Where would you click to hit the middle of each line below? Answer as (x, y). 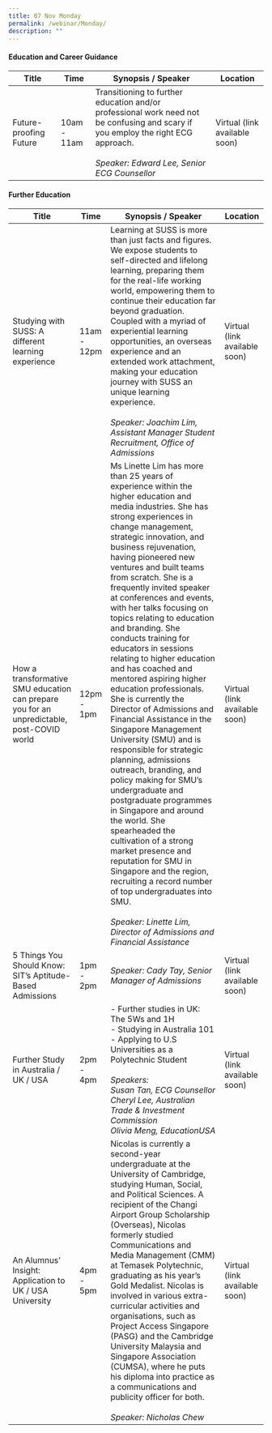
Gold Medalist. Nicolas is (157, 1285)
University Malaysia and (156, 1346)
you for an (32, 708)
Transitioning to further (139, 92)
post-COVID (36, 729)
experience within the (151, 486)
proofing (29, 132)
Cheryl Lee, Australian (153, 1100)
